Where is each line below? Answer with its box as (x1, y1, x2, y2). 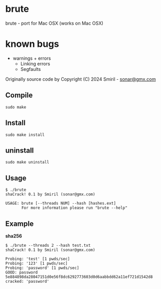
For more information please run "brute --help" (21, 205, 128, 211)
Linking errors (20, 60, 50, 67)
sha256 (5, 232, 22, 239)
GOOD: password (5, 269, 38, 275)
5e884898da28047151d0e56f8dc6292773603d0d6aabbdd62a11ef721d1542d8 (5, 274, 153, 279)
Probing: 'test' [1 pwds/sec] (5, 256, 70, 261)
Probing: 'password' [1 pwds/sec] (5, 265, 80, 270)
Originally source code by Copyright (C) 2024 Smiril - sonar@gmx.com (5, 76, 156, 82)
